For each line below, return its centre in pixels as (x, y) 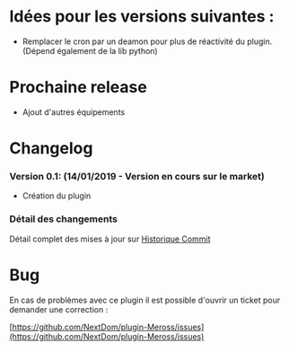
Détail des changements (64, 219)
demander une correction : (59, 309)
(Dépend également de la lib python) (90, 50)
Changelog (51, 149)
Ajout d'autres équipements (74, 112)
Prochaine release (79, 88)
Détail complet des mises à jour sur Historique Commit (110, 239)
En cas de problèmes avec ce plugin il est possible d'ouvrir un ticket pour (145, 300)
